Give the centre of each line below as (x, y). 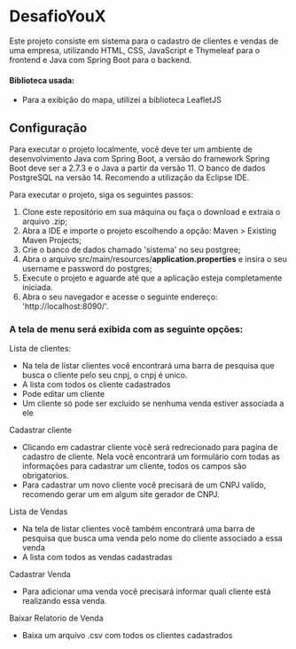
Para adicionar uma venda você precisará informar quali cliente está (146, 591)
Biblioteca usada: (42, 80)
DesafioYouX (58, 16)
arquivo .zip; (45, 221)
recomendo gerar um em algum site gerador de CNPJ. (121, 495)
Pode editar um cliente (63, 394)
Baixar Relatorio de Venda (56, 618)
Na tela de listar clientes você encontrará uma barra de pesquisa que (148, 366)
